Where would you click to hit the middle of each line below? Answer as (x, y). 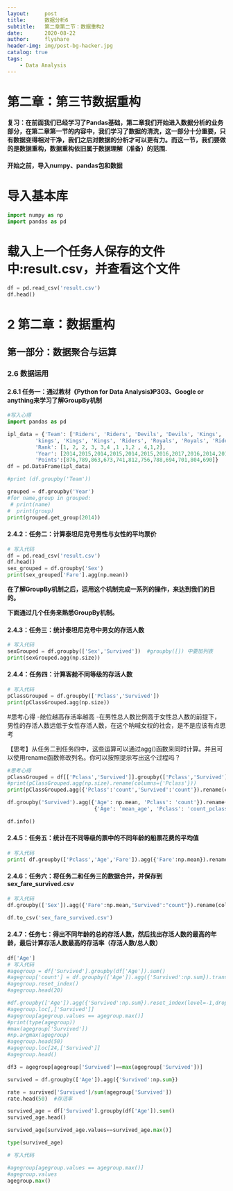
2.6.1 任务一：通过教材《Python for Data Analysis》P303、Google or (105, 391)
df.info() (21, 821)
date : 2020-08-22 (42, 33)
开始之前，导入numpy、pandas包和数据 (65, 166)
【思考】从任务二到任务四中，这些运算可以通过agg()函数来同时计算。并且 (112, 749)
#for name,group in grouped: (49, 498)
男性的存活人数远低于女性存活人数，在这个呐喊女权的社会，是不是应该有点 (113, 725)
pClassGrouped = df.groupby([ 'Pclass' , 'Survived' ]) (83, 696)
